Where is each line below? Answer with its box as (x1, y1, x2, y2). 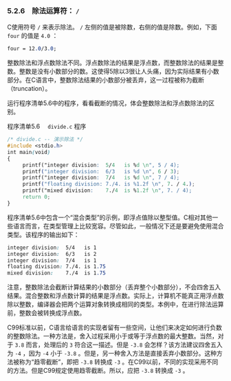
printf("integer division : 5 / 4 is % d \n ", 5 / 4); (22, 162, 180, 168)
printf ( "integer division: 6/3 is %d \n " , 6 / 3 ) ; (22, 168, 180, 175)
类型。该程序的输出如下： (7, 230, 80, 239)
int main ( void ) (7, 149, 51, 155)
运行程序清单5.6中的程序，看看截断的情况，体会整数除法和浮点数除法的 (7, 99, 209, 107)
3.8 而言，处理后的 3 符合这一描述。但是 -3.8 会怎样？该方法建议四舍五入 (14, 340, 223, 349)
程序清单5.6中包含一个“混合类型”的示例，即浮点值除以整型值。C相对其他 (7, 213, 212, 221)
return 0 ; (22, 194, 51, 201)
